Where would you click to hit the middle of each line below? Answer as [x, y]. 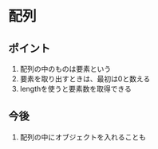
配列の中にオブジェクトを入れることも [83, 137]
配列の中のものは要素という [65, 69]
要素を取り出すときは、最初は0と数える [85, 79]
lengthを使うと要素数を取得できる [75, 89]
